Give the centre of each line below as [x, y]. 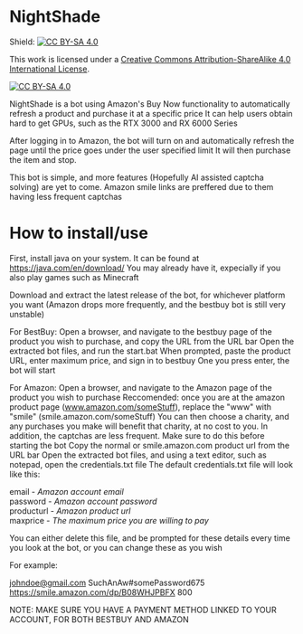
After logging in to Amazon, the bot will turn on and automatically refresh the [152, 140]
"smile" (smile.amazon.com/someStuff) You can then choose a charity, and [149, 416]
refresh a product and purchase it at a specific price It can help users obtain [151, 113]
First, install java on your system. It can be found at [104, 258]
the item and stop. [43, 159]
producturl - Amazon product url [70, 511]
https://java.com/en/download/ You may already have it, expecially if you [145, 268]
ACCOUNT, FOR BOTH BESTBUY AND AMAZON [99, 619]
